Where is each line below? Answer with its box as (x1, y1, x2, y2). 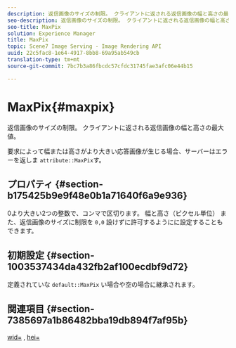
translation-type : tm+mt (7, 56, 80, 63)
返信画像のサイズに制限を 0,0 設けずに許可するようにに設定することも (19, 218, 223, 226)
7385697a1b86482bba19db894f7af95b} (7, 314, 188, 326)
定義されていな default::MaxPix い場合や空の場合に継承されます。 (7, 281, 199, 289)
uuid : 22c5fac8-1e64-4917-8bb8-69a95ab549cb (7, 50, 140, 57)
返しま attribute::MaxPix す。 (19, 155, 105, 164)
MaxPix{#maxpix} (7, 99, 115, 115)
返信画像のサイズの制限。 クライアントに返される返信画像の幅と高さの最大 (7, 123, 224, 131)
